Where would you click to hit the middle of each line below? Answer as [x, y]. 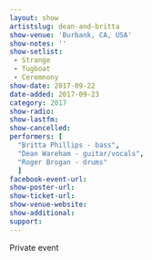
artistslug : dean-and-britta [65, 26]
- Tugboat [32, 69]
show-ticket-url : [42, 196]
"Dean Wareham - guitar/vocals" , [81, 153]
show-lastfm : [34, 120]
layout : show [34, 18]
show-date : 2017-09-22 [52, 86]
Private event [34, 247]
